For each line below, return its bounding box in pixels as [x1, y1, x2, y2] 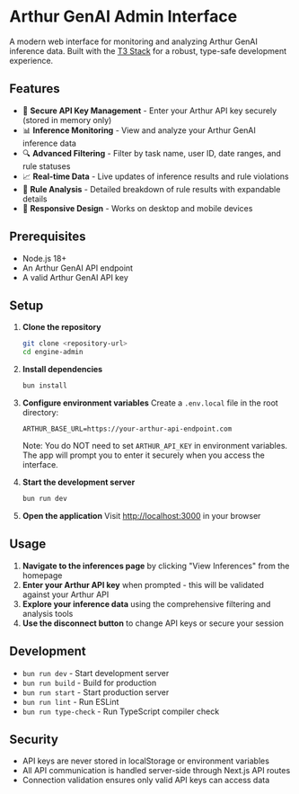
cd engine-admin [22, 348, 84, 357]
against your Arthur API [22, 589, 110, 600]
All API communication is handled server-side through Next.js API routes [22, 765, 291, 776]
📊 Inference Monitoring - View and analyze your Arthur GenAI [22, 124, 256, 136]
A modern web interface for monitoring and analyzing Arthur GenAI [9, 36, 259, 47]
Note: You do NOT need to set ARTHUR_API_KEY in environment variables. [22, 441, 288, 451]
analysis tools [22, 608, 74, 619]
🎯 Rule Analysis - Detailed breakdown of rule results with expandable [22, 183, 281, 194]
